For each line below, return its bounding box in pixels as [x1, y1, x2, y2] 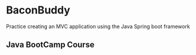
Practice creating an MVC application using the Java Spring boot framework [6, 23, 190, 30]
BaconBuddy [6, 4, 70, 17]
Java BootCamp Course [6, 40, 95, 50]
